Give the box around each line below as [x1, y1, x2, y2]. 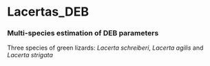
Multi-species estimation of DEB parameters [7, 29, 159, 38]
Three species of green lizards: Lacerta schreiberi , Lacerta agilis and [7, 44, 204, 52]
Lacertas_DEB [7, 4, 90, 20]
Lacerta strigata [7, 51, 54, 59]
